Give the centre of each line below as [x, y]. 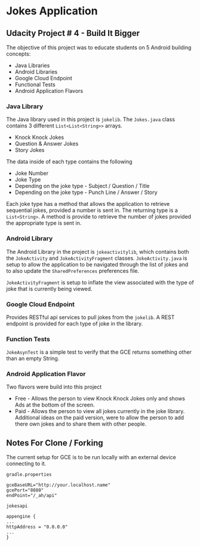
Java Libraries [32, 65]
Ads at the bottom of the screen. [55, 405]
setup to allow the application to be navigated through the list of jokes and [97, 264]
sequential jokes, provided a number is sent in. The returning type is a [92, 210]
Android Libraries [36, 72]
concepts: [19, 54]
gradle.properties [29, 475]
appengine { [21, 517]
